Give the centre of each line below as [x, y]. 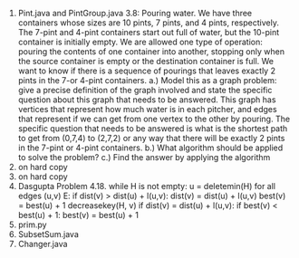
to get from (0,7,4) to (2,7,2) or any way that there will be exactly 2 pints [151, 138]
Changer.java [43, 244]
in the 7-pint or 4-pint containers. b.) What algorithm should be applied [150, 148]
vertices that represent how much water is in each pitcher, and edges [148, 109]
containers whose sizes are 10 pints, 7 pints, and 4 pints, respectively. [148, 23]
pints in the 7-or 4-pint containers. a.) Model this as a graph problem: [147, 80]
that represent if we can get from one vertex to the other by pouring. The [154, 119]
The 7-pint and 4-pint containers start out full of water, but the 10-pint [148, 32]
